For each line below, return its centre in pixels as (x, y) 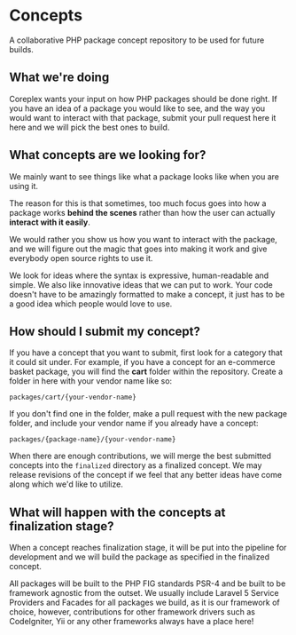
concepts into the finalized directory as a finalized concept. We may (136, 465)
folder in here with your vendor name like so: (91, 381)
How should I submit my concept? (105, 331)
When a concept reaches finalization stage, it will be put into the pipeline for (148, 548)
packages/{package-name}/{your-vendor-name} (93, 440)
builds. (21, 49)
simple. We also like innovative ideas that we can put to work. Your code (141, 284)
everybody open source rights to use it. (81, 258)
